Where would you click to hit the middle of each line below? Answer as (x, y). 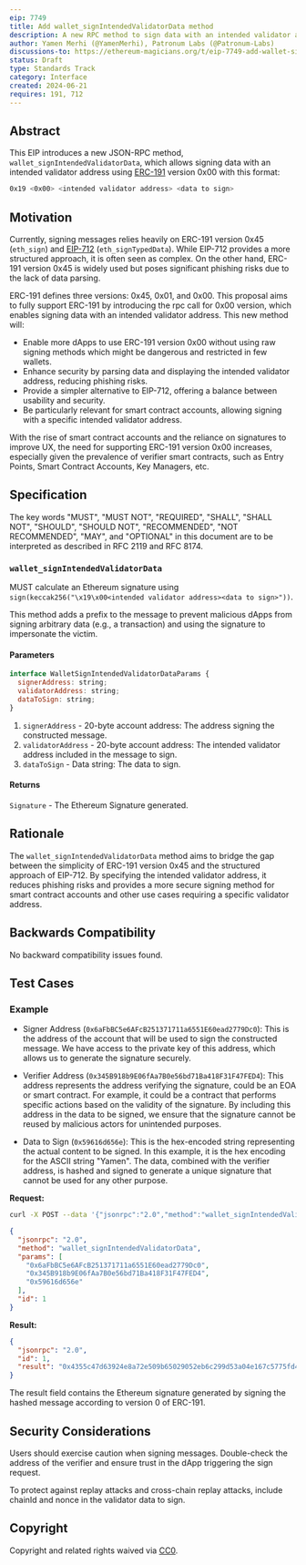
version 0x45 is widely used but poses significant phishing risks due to (156, 268)
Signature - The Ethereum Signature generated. (99, 805)
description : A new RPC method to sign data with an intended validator (150, 35)
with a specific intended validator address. (102, 419)
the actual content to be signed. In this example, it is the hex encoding (154, 1151)
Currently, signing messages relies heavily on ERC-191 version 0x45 (137, 239)
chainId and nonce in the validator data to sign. (97, 1500)
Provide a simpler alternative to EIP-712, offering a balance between (150, 391)
